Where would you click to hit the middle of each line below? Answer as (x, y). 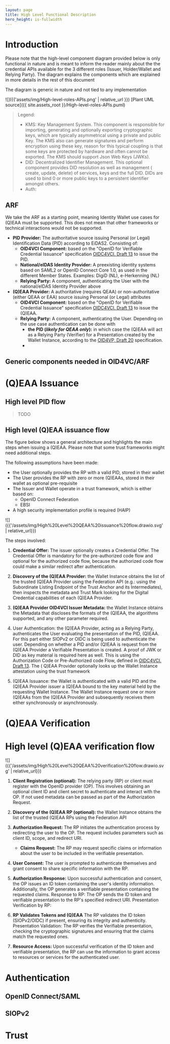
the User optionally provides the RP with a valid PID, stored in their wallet (88, 473)
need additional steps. (28, 453)
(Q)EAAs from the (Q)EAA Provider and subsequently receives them (83, 698)
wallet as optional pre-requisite (45, 483)
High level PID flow (35, 402)
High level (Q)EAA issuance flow (57, 430)
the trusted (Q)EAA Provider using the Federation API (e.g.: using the (84, 582)
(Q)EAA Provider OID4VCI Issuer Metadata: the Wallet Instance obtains (88, 608)
